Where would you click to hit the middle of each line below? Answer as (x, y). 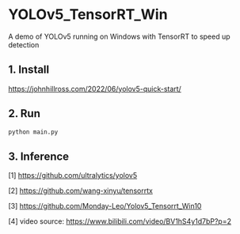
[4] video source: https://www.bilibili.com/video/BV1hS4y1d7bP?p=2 (120, 221)
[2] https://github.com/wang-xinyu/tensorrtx (80, 191)
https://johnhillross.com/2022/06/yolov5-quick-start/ (95, 89)
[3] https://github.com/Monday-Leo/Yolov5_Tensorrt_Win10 (105, 206)
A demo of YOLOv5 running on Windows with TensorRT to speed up (120, 36)
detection (24, 44)
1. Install (29, 70)
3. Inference (39, 156)
